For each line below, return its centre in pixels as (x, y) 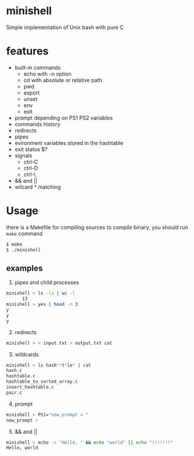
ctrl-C (31, 161)
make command (25, 233)
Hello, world (22, 448)
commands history (38, 124)
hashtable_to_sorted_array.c (42, 382)
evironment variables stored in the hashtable (69, 143)
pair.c (14, 392)
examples (25, 268)
